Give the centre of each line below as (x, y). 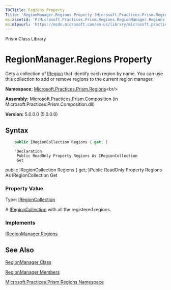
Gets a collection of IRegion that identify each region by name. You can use (84, 74)
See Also (20, 250)
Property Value (24, 188)
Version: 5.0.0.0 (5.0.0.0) (32, 114)
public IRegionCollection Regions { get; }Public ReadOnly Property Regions (84, 170)
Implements (20, 223)
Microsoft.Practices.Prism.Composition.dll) (50, 104)
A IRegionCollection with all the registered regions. (58, 210)
